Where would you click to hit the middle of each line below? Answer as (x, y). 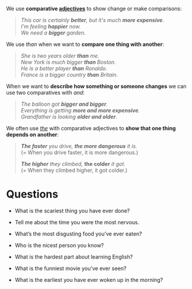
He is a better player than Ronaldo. (64, 68)
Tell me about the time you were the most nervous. (77, 222)
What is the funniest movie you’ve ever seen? (70, 268)
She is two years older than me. (60, 56)
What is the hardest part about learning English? (74, 257)
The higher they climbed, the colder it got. (73, 164)
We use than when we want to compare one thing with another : (85, 44)
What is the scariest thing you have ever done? (72, 211)
